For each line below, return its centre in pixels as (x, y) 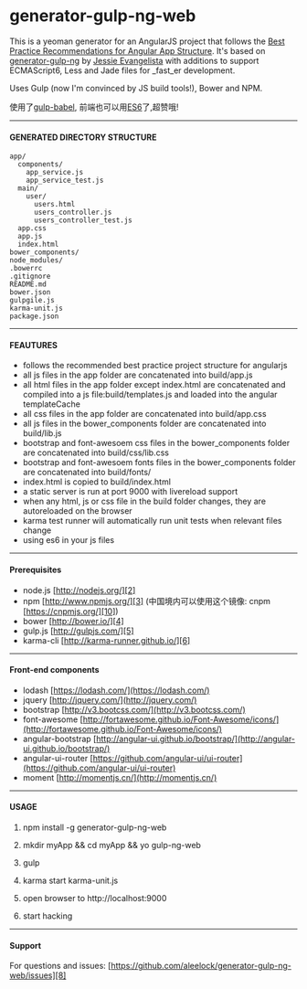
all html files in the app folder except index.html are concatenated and (154, 385)
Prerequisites (36, 569)
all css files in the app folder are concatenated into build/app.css (144, 414)
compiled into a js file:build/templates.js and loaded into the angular (150, 395)
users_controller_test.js (83, 220)
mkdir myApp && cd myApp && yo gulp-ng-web (111, 845)
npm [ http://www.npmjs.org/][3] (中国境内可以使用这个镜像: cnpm (147, 601)
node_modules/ (37, 261)
